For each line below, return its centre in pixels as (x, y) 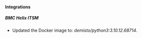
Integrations (18, 7)
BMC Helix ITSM (22, 18)
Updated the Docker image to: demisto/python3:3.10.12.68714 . (75, 30)
